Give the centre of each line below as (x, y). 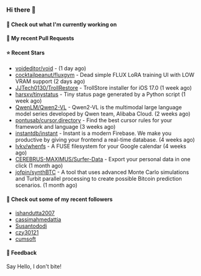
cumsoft (26, 239)
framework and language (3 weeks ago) (65, 127)
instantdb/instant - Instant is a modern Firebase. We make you (93, 133)
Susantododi (31, 226)
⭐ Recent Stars (26, 53)
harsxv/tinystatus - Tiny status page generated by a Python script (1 (100, 95)
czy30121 (27, 232)
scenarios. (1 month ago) (46, 185)
